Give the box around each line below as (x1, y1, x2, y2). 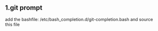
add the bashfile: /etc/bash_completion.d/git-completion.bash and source (5, 16, 153, 22)
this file (5, 21, 20, 27)
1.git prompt (5, 4, 42, 12)
